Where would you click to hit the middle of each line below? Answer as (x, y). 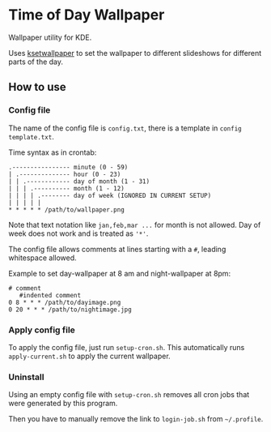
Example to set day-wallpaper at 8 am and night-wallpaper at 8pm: (120, 273)
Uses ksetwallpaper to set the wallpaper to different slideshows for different (135, 53)
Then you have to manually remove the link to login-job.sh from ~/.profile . (136, 419)
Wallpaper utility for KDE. (50, 37)
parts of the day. (36, 62)
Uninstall (26, 377)
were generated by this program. (63, 404)
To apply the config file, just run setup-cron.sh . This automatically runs (127, 347)
